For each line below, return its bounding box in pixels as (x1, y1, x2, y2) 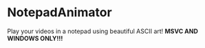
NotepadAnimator (7, 5, 112, 20)
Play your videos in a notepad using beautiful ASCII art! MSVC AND (7, 27, 198, 35)
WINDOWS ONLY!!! (7, 34, 63, 42)
